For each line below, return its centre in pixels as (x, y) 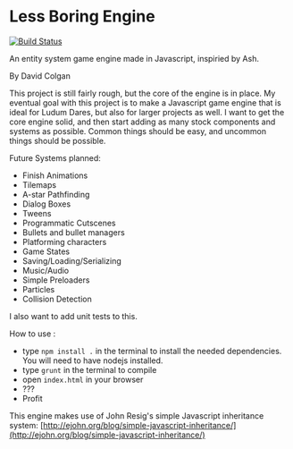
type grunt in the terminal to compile (89, 369)
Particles (38, 289)
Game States (46, 251)
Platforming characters (64, 241)
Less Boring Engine (82, 17)
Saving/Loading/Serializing (72, 260)
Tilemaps (39, 184)
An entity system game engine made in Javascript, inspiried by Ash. (134, 58)
